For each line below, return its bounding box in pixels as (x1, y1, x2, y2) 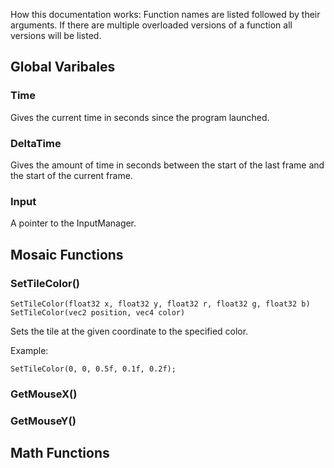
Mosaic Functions (10, 246, 124, 263)
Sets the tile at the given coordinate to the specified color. (10, 325, 249, 337)
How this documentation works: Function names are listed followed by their (10, 9, 321, 20)
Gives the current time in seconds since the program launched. (10, 111, 270, 123)
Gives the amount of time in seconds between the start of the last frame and (10, 159, 325, 171)
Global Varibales (10, 59, 116, 76)
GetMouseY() (10, 414, 77, 428)
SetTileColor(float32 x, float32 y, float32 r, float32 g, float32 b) (10, 299, 311, 309)
